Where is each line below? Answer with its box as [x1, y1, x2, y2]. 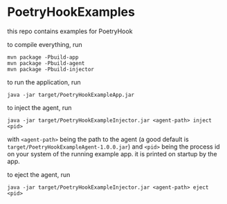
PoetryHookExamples [7, 4, 135, 20]
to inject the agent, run [7, 103, 72, 111]
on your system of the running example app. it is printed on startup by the [7, 149, 217, 158]
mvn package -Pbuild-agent [7, 59, 85, 66]
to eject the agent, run [7, 170, 71, 178]
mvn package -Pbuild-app [7, 53, 79, 61]
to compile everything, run [7, 40, 82, 48]
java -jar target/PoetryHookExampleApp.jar [7, 91, 135, 98]
